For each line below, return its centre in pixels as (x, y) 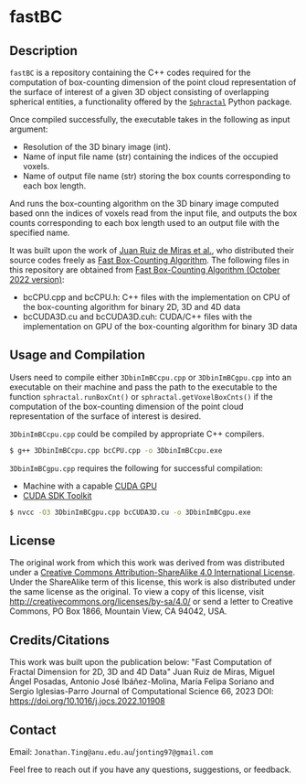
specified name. (40, 232)
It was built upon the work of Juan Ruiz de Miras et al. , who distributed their (152, 250)
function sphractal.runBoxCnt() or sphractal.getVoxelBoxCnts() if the (141, 396)
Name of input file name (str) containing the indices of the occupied (150, 156)
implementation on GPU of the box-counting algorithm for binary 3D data (160, 326)
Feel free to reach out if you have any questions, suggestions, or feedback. (151, 769)
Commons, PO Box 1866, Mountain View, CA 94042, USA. (118, 611)
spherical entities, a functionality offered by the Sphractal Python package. (151, 102)
